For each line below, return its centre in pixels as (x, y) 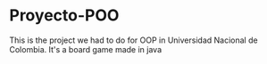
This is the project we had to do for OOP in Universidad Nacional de (133, 40)
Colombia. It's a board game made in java (86, 49)
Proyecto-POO (64, 16)
